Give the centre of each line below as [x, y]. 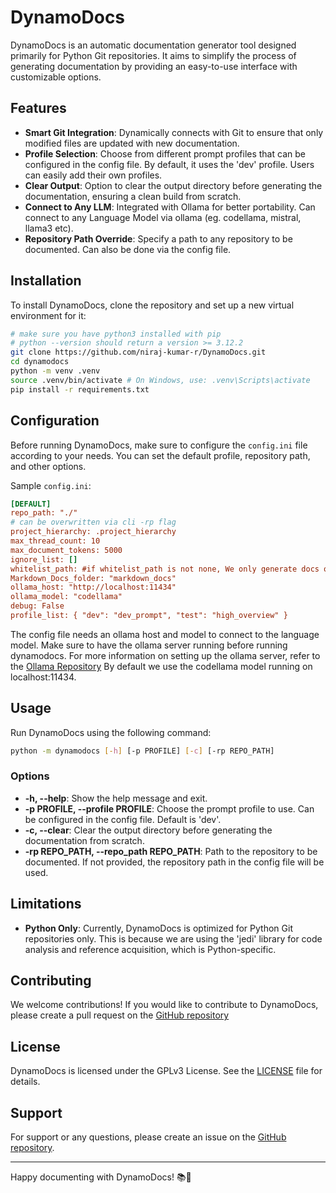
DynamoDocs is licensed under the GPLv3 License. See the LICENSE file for [166, 1071]
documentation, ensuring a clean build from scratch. [133, 196]
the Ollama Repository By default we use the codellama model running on [161, 666]
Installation [46, 281]
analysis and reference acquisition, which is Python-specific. [150, 949]
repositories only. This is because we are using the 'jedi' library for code [173, 938]
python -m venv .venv [55, 371]
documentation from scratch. [84, 840]
